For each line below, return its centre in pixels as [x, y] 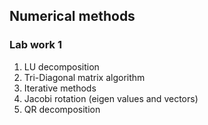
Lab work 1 [35, 45]
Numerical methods [72, 16]
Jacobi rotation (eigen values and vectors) [111, 98]
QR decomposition [62, 109]
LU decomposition [61, 66]
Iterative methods [60, 88]
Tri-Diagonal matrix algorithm [84, 77]
